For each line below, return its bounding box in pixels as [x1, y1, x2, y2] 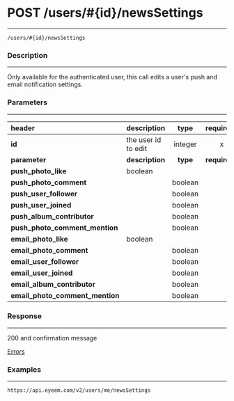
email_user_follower [10, 256, 79, 266]
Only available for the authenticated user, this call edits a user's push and [7, 73, 218, 81]
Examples [7, 364, 42, 374]
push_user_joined [10, 200, 72, 210]
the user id [126, 134, 162, 144]
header [10, 123, 36, 133]
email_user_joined [10, 268, 73, 278]
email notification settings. [7, 80, 84, 88]
